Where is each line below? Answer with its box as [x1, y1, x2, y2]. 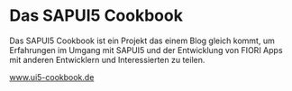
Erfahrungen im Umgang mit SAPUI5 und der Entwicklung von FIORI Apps [9, 44, 283, 55]
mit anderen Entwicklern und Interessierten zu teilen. [9, 54, 205, 65]
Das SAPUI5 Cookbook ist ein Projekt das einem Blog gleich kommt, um [9, 35, 275, 46]
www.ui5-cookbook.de [9, 71, 95, 82]
